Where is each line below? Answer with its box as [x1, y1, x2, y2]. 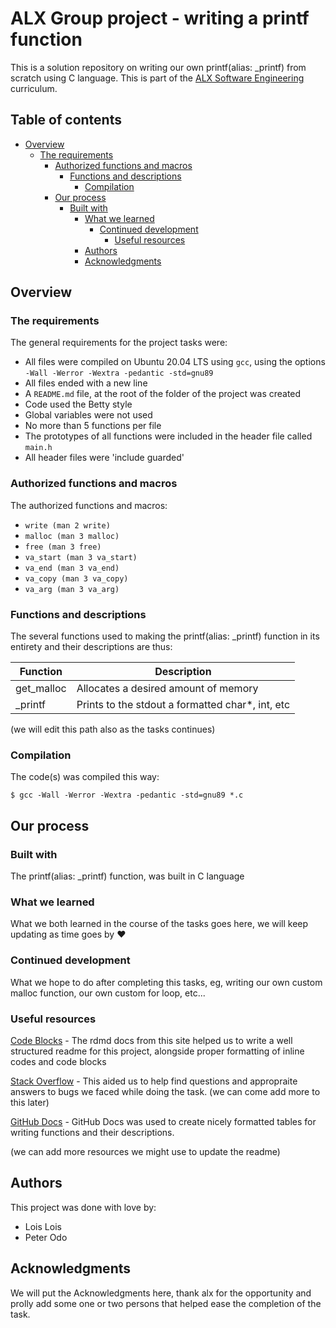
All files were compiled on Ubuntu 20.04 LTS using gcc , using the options [24, 356, 326, 368]
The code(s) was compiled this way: [10, 771, 160, 783]
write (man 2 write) [24, 520, 111, 531]
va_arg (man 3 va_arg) [24, 584, 120, 594]
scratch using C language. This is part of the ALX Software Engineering [10, 72, 305, 84]
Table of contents [10, 112, 122, 129]
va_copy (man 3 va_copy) [24, 573, 129, 584]
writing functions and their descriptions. [10, 1126, 175, 1138]
